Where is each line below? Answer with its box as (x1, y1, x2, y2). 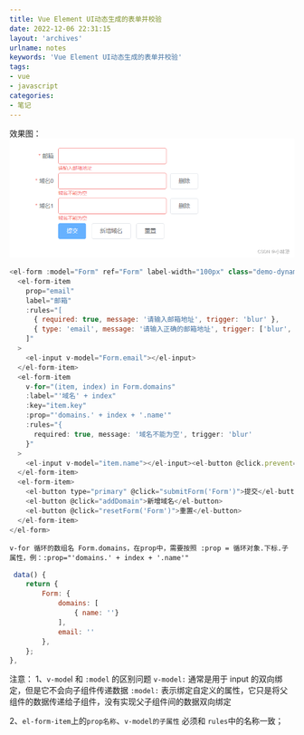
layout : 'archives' (9, 34, 83, 43)
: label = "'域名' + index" (25, 392, 117, 401)
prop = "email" (25, 286, 75, 295)
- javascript (9, 82, 59, 91)
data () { (13, 570, 47, 579)
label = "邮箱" (25, 295, 72, 305)
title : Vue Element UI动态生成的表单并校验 (9, 15, 163, 24)
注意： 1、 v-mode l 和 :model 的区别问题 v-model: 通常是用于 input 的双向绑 (9, 673, 283, 684)
